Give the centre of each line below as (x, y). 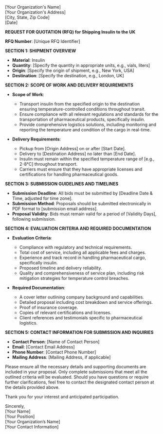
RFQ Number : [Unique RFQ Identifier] (43, 41)
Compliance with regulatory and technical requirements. (76, 247)
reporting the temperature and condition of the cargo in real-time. (85, 130)
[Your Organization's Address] (35, 12)
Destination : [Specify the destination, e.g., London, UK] (68, 76)
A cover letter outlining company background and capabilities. (82, 297)
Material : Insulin (28, 60)
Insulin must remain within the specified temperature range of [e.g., (87, 159)
